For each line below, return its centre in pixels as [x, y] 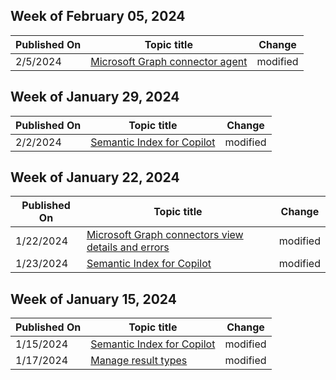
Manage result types [139, 361]
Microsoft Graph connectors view [165, 235]
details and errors [128, 247]
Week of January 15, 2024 [93, 299]
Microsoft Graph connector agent [169, 61]
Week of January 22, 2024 [95, 177]
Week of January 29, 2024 [95, 97]
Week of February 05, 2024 [98, 16]
